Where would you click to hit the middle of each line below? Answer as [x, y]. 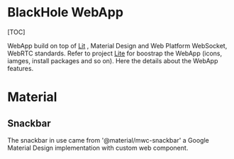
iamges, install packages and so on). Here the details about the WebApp [113, 60]
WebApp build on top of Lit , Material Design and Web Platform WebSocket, [117, 45]
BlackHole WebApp [66, 12]
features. [21, 68]
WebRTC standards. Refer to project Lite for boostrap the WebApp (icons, [115, 53]
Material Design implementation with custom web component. [98, 148]
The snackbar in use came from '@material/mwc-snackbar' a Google [108, 140]
